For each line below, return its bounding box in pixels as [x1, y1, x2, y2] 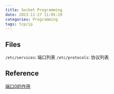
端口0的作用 [5, 83, 31, 89]
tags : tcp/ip [5, 21, 33, 27]
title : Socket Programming [5, 7, 63, 13]
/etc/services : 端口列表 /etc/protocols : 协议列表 [5, 54, 109, 61]
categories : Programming [5, 17, 58, 22]
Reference [5, 69, 39, 78]
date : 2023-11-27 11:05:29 [5, 12, 63, 17]
